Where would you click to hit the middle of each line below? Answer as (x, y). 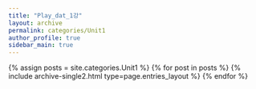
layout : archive (35, 23)
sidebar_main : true (41, 45)
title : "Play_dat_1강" (45, 15)
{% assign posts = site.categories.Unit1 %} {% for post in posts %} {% (125, 68)
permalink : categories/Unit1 (57, 30)
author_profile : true (45, 38)
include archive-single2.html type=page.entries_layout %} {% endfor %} (128, 76)
